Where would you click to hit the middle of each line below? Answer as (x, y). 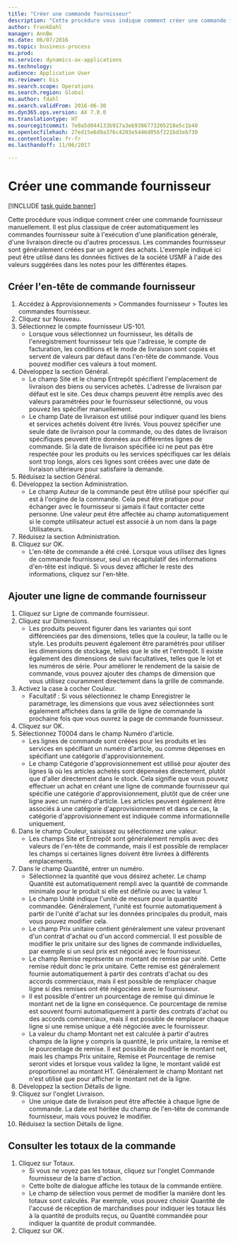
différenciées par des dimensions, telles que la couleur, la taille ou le (128, 636)
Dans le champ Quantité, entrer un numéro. (81, 868)
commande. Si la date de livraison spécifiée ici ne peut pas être (121, 446)
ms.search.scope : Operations (51, 86)
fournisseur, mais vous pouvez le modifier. (90, 1116)
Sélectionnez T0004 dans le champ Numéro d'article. (96, 733)
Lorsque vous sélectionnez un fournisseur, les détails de (111, 333)
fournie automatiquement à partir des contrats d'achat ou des (118, 974)
